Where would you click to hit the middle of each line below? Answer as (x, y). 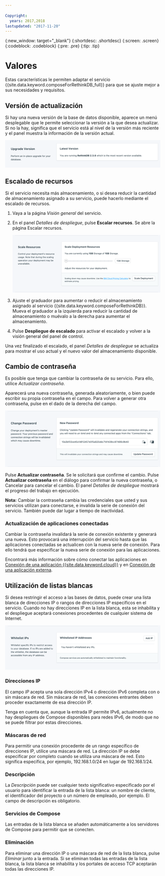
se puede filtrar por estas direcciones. (44, 722)
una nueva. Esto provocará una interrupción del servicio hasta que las (76, 539)
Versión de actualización (44, 105)
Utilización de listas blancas (49, 585)
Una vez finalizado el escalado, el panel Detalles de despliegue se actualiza (82, 346)
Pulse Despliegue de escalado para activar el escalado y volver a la (81, 331)
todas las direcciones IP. (30, 869)
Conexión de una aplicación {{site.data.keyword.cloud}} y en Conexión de (80, 565)
